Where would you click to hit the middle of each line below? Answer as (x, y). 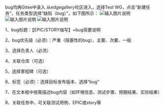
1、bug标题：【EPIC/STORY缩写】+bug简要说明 (53, 30)
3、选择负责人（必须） (28, 51)
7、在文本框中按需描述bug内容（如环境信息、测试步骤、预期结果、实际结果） (84, 92)
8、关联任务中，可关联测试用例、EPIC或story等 (53, 102)
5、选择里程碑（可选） (28, 71)
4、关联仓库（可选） (26, 61)
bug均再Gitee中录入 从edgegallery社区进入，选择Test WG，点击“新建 (76, 7)
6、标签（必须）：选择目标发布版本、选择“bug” (52, 82)
